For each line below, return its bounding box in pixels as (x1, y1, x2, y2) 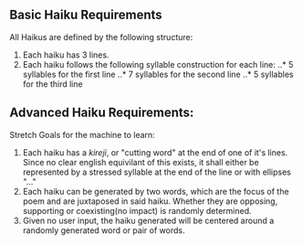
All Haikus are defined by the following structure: (9, 31, 193, 42)
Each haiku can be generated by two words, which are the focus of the (22, 186, 289, 197)
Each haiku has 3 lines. (22, 49, 110, 60)
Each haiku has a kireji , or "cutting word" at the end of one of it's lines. (22, 146, 288, 158)
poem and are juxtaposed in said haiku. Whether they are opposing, (22, 196, 278, 207)
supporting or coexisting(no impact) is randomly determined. (22, 205, 253, 216)
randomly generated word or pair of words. (22, 224, 185, 236)
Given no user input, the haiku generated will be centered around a (22, 215, 275, 226)
